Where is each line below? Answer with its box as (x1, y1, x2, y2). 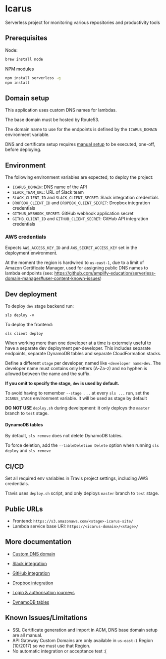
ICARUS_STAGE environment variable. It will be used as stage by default (5, 395, 147, 401)
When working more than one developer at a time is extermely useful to (5, 340, 152, 346)
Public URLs (5, 505, 43, 513)
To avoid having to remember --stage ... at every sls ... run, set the (5, 390, 150, 396)
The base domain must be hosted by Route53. (5, 117, 100, 123)
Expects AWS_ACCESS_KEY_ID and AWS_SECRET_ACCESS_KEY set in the (5, 245, 137, 251)
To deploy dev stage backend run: (5, 303, 74, 309)
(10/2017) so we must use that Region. (12, 643, 91, 649)
